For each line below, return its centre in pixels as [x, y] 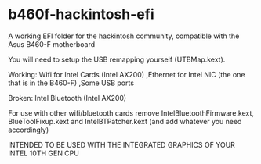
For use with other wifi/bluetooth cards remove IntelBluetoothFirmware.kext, [131, 113]
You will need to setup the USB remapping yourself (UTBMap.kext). [117, 59]
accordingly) [29, 130]
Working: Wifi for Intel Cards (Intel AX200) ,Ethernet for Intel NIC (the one [127, 74]
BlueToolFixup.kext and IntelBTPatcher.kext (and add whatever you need [125, 121]
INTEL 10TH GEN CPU [44, 153]
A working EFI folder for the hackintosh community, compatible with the [124, 36]
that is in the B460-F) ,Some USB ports [71, 83]
